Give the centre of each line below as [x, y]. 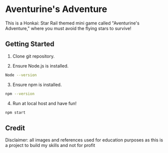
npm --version [20, 93]
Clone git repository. [34, 56]
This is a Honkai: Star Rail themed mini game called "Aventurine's [72, 23]
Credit [15, 128]
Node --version [21, 75]
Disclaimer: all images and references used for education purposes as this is [84, 140]
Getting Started [30, 44]
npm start [16, 112]
